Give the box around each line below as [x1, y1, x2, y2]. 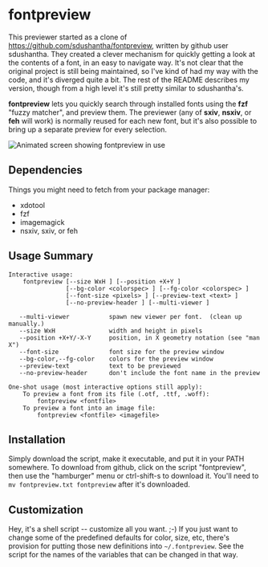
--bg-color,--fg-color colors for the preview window [18, 355, 214, 363]
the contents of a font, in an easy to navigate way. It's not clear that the [8, 58, 244, 67]
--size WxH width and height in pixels [18, 327, 203, 335]
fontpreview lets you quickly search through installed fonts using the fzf [8, 99, 249, 108]
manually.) [8, 320, 45, 328]
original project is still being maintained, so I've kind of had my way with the [8, 66, 258, 75]
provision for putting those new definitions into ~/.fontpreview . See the [8, 541, 245, 551]
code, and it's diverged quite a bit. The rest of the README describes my [8, 75, 250, 84]
